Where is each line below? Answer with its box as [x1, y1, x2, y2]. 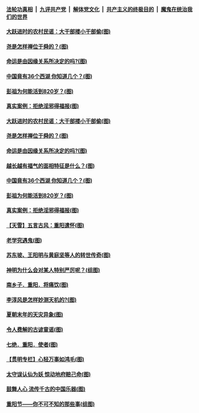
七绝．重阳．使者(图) [6, 341, 58, 348]
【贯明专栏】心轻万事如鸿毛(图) [6, 356, 84, 363]
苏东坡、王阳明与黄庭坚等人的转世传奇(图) [6, 252, 111, 259]
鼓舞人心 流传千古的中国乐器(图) [6, 385, 86, 393]
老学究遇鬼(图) [6, 237, 42, 244]
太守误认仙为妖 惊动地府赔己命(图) [6, 370, 91, 377]
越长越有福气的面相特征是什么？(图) [6, 162, 95, 169]
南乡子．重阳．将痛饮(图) [6, 281, 69, 288]
